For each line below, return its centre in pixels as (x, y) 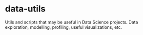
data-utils (25, 9)
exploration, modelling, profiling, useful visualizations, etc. (63, 27)
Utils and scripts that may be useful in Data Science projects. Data (71, 22)
